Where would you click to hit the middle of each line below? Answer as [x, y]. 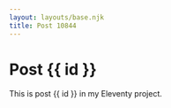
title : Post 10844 [43, 26]
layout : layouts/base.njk [56, 17]
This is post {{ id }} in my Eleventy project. [86, 94]
